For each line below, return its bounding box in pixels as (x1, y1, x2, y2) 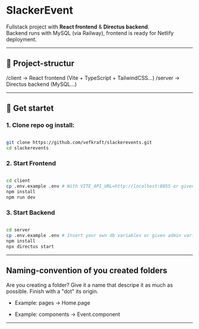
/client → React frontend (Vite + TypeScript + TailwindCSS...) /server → (6, 74, 180, 81)
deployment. (6, 36, 37, 43)
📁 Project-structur (6, 59, 75, 69)
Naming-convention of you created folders (6, 266, 168, 276)
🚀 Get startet (6, 103, 54, 113)
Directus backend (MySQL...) (6, 81, 77, 88)
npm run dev (6, 194, 36, 200)
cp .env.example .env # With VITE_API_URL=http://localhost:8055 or (6, 183, 179, 190)
